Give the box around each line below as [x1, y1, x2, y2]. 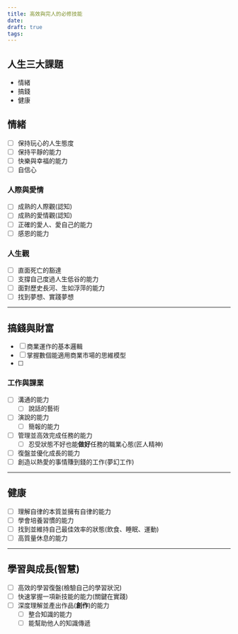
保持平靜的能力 [17, 147, 62, 156]
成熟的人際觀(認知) [17, 203, 72, 211]
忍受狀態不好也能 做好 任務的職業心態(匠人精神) [28, 440, 164, 448]
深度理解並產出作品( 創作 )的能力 [17, 601, 110, 609]
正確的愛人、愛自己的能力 [17, 220, 93, 229]
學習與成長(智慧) [7, 563, 80, 575]
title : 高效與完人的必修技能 [7, 10, 83, 18]
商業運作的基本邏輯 [26, 342, 83, 351]
